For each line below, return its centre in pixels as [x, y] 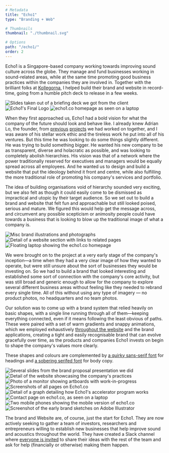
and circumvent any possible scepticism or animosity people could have [80, 214]
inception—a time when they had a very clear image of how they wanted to [83, 260]
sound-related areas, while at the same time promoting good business [78, 77]
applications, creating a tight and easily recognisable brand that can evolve [83, 335]
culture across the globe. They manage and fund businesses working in [80, 71]
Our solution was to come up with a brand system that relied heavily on [79, 308]
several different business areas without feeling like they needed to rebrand [84, 287]
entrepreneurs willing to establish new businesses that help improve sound [83, 429]
